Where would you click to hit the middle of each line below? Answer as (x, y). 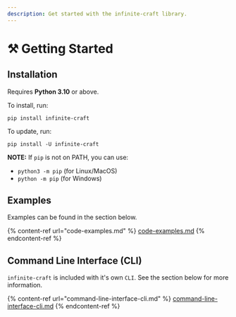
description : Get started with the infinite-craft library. (98, 14)
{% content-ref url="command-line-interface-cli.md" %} (89, 299)
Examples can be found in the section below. (72, 217)
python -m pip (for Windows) (60, 178)
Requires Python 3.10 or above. (53, 92)
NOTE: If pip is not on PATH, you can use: (68, 157)
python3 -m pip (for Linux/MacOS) (67, 170)
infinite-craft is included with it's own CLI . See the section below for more (118, 278)
